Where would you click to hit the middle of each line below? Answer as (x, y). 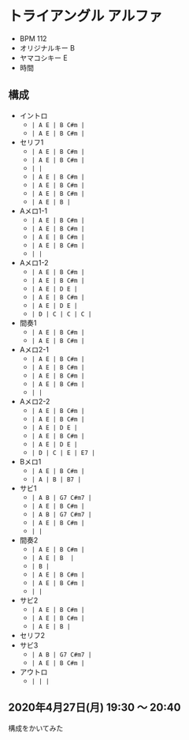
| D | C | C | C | (61, 314)
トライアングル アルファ (85, 16)
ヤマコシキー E (44, 58)
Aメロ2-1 (34, 349)
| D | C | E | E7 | (63, 453)
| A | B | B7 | (56, 479)
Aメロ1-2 (34, 262)
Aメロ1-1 (33, 211)
